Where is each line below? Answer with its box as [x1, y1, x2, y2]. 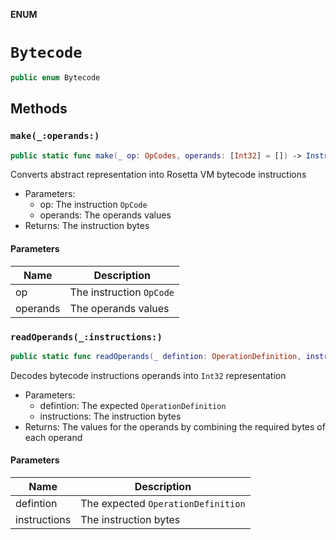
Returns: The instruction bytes [24, 220, 150, 232]
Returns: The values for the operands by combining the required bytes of [24, 420, 326, 433]
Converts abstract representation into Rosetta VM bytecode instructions [10, 169, 307, 181]
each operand [24, 431, 83, 443]
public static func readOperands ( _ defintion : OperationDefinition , [10, 351, 302, 361]
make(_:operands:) [10, 130, 100, 142]
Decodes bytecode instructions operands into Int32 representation [10, 369, 287, 381]
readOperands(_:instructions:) [10, 331, 163, 343]
